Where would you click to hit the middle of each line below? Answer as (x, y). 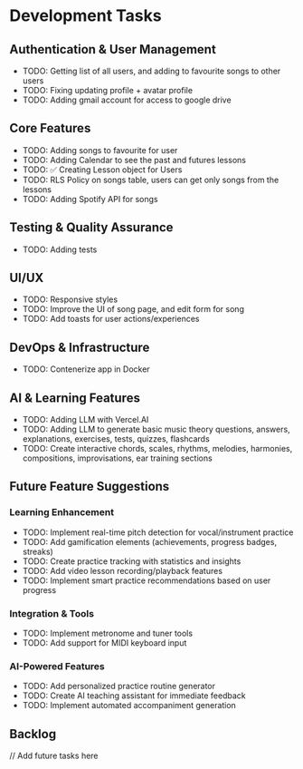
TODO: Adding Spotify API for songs (90, 199)
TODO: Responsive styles (70, 299)
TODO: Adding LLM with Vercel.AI (85, 420)
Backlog (33, 734)
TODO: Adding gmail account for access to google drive (127, 100)
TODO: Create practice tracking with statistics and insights (132, 561)
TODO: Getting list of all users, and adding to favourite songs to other (151, 71)
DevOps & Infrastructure (80, 347)
